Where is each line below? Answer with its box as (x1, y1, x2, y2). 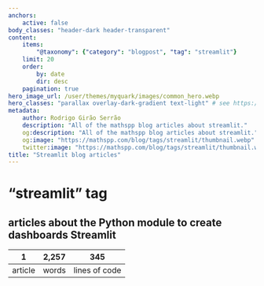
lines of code (73, 265, 122, 276)
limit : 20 (22, 56, 55, 64)
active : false (22, 19, 68, 27)
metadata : (8, 107, 41, 115)
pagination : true (22, 84, 79, 93)
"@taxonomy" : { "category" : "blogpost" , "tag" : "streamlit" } (36, 48, 237, 56)
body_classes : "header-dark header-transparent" (8, 26, 170, 34)
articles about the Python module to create (8, 216, 222, 229)
